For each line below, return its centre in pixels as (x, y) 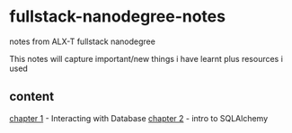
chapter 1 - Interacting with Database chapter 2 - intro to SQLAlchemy (139, 118)
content (32, 97)
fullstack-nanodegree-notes (118, 17)
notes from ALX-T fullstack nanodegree (82, 41)
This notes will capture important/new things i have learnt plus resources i (146, 58)
